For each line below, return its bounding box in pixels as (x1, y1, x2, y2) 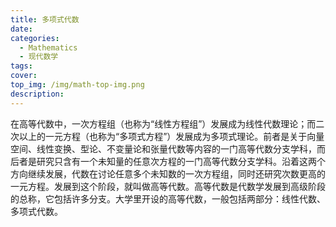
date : (10, 24, 33, 34)
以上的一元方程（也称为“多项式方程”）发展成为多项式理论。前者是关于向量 (18, 130, 325, 142)
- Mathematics (19, 42, 78, 53)
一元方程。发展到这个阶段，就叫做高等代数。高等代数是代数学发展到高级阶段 (10, 180, 326, 192)
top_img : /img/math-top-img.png (10, 80, 145, 90)
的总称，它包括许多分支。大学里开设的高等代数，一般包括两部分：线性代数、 (10, 192, 326, 205)
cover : (10, 71, 38, 81)
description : (10, 89, 65, 99)
